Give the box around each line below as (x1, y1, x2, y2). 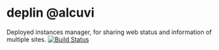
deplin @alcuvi (6, 5, 95, 21)
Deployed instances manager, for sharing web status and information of (6, 28, 213, 36)
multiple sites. (6, 35, 47, 43)
